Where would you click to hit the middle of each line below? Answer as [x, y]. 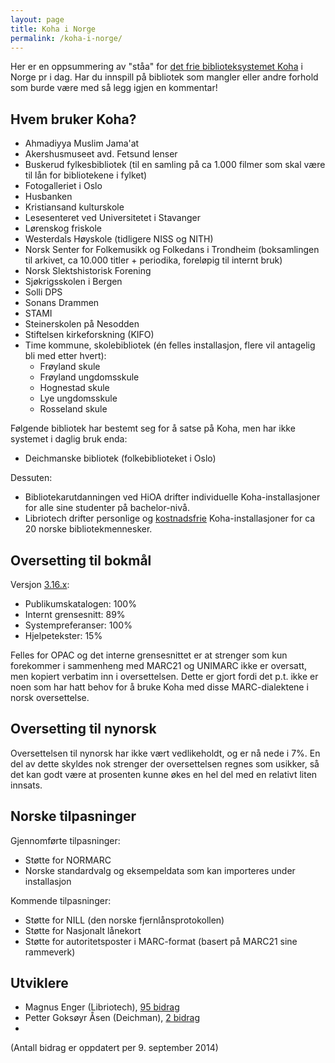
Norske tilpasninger [73, 816]
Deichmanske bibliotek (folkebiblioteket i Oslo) [120, 458]
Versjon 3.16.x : [40, 584]
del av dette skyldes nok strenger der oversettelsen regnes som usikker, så [165, 763]
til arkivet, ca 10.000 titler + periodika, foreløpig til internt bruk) [153, 260]
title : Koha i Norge [53, 29]
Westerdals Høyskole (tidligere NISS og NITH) [119, 239]
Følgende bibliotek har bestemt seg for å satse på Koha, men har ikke [153, 428]
